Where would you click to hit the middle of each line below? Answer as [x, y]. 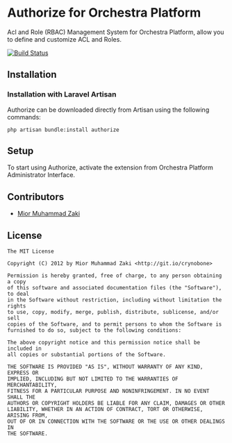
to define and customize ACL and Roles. [64, 39]
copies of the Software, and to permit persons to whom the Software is [115, 324]
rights [17, 306]
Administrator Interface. [41, 175]
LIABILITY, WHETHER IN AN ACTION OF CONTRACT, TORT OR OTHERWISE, [105, 410]
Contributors [36, 197]
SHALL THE [22, 397]
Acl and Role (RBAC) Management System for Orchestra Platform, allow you [116, 32]
